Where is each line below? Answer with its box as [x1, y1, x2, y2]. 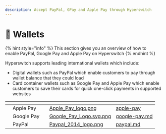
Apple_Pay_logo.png [49, 105, 97, 112]
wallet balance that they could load [12, 75, 84, 81]
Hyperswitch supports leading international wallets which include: [5, 60, 140, 66]
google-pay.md [115, 113, 153, 120]
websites [12, 90, 31, 97]
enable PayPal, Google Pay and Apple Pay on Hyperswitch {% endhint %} [5, 50, 156, 56]
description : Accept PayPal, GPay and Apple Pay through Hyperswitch [5, 7, 152, 12]
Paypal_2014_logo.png [49, 121, 104, 128]
